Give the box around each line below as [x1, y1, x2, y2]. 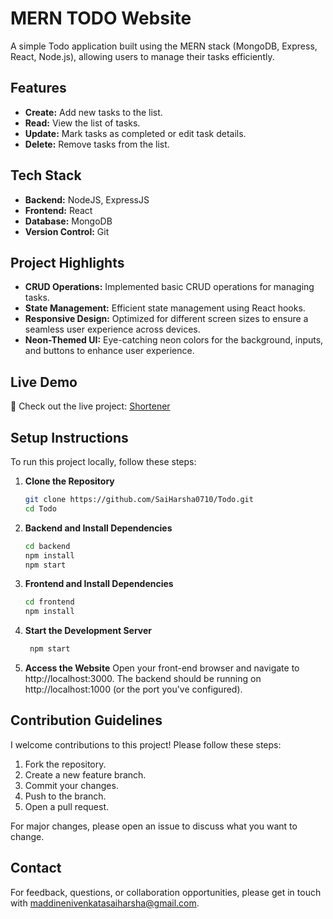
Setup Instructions [10, 429, 129, 446]
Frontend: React [24, 204, 93, 216]
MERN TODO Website [10, 7, 192, 30]
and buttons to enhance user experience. [24, 345, 195, 357]
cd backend [24, 541, 71, 551]
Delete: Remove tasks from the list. [24, 138, 170, 150]
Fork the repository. [24, 758, 107, 770]
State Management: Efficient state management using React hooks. [24, 302, 306, 314]
